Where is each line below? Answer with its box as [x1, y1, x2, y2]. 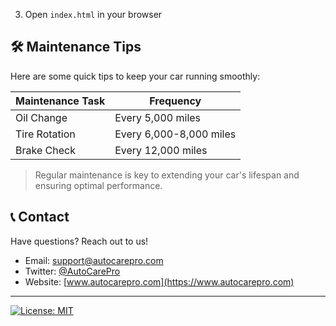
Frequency [149, 94, 202, 108]
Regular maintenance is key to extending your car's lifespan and [34, 169, 300, 181]
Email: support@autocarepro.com [24, 254, 164, 266]
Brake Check [15, 143, 76, 157]
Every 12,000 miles [114, 143, 208, 157]
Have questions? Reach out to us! [10, 235, 149, 247]
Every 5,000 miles [114, 110, 202, 124]
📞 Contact [10, 209, 70, 226]
